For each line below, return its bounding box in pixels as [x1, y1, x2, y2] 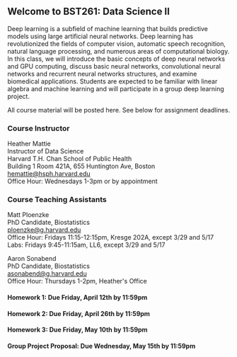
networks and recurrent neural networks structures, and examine [7, 69, 197, 78]
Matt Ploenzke [7, 211, 50, 219]
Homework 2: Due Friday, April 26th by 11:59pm [7, 309, 151, 317]
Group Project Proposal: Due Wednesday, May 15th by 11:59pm [7, 341, 196, 350]
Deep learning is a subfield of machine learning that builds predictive [7, 24, 209, 33]
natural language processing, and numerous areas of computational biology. [7, 47, 230, 55]
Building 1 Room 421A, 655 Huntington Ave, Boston [7, 162, 156, 170]
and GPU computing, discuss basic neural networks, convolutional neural [7, 62, 221, 70]
